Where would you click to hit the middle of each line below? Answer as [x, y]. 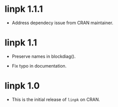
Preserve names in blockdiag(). [44, 56]
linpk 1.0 [22, 86]
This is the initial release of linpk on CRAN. [56, 99]
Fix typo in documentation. [39, 66]
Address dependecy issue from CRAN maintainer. [62, 23]
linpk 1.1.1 [24, 9]
